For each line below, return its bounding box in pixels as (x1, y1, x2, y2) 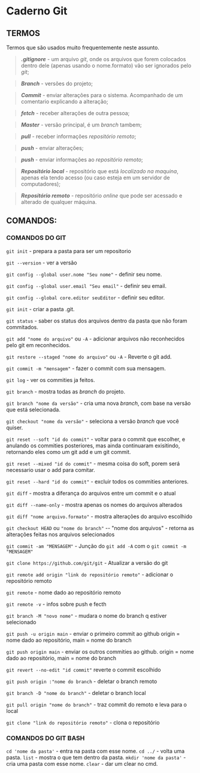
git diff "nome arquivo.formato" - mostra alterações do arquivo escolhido (6, 513, 193, 520)
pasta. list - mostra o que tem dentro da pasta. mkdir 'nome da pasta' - (6, 754, 186, 761)
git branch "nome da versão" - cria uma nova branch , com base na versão (6, 399, 191, 407)
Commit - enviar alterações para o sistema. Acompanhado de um (20, 92, 183, 98)
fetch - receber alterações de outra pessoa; (20, 110, 130, 116)
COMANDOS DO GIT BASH (6, 733, 85, 742)
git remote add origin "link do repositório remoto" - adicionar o (6, 571, 174, 578)
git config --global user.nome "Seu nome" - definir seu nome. (6, 270, 162, 278)
